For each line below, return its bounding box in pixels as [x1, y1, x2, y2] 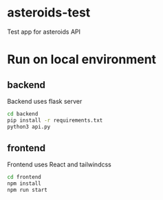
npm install [7, 180, 41, 187]
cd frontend [7, 174, 41, 181]
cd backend [7, 110, 39, 118]
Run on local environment [7, 52, 157, 67]
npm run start [7, 187, 48, 194]
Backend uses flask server [7, 97, 83, 105]
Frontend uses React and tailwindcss [7, 160, 111, 169]
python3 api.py [7, 123, 51, 130]
